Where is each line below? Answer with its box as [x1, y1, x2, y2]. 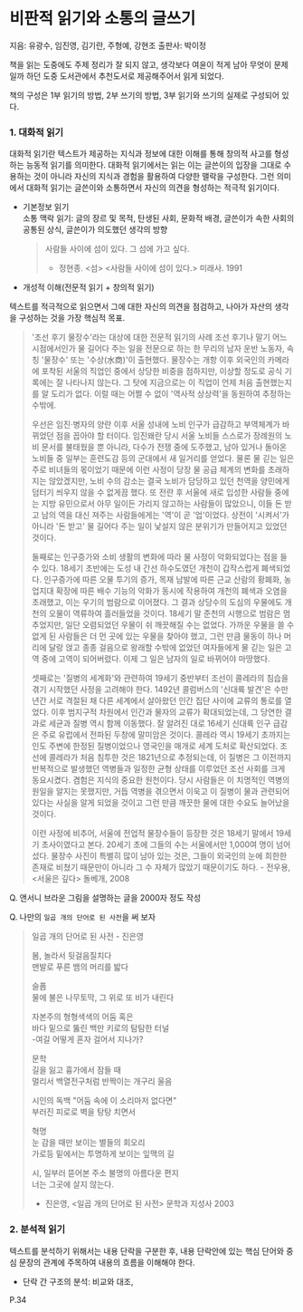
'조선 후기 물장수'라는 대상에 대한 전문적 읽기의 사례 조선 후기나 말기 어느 [31, 332, 288, 342]
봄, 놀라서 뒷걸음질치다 [31, 950, 112, 961]
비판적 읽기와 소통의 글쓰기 [9, 8, 196, 29]
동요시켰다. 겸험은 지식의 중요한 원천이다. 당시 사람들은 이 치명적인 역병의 [31, 775, 290, 786]
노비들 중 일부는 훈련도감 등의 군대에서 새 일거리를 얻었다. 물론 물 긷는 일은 [31, 453, 295, 464]
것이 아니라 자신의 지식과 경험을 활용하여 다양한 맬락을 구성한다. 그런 [33, 171, 275, 182]
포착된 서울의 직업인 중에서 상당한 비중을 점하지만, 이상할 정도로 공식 [41, 366, 283, 377]
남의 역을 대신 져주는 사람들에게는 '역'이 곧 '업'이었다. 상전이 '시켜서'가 [41, 509, 289, 521]
